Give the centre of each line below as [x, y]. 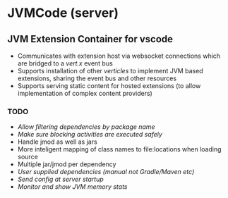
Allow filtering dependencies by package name [86, 127]
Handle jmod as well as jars [57, 142]
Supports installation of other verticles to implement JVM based [110, 71]
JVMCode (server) [63, 13]
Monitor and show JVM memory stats [72, 187]
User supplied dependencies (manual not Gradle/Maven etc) [106, 172]
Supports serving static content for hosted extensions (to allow [109, 86]
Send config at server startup [60, 179]
